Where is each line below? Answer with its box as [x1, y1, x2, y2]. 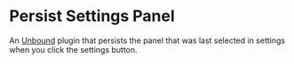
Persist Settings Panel [9, 6, 175, 26]
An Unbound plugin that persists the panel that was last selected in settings [9, 35, 286, 46]
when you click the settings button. [9, 44, 138, 54]
